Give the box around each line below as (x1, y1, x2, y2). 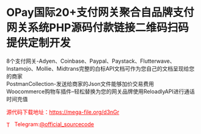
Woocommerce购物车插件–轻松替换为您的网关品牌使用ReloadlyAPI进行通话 (6, 88, 196, 95)
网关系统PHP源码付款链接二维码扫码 (6, 21, 189, 35)
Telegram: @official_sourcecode (14, 120, 95, 128)
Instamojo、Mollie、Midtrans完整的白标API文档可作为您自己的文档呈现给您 (6, 65, 195, 72)
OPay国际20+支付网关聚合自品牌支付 (6, 5, 194, 19)
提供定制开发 (6, 36, 71, 50)
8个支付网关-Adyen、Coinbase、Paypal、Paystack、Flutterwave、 (6, 57, 175, 65)
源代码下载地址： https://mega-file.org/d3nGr (6, 108, 120, 116)
